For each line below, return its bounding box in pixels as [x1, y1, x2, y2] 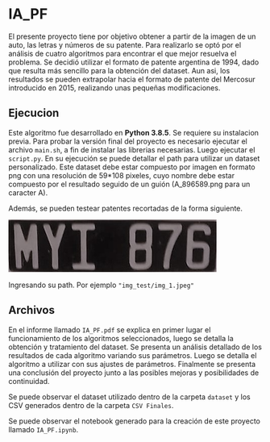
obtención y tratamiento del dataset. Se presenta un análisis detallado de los [8, 342, 262, 352]
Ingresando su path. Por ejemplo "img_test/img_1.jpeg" [8, 280, 195, 290]
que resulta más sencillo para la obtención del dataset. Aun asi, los [8, 65, 231, 75]
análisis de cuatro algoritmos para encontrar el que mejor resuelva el [8, 48, 237, 58]
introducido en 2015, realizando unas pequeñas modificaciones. [8, 82, 221, 93]
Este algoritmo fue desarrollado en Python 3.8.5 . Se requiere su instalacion [8, 127, 260, 137]
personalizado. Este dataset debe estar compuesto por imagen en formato [8, 162, 255, 172]
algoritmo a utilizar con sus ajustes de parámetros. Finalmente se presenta [8, 359, 256, 369]
